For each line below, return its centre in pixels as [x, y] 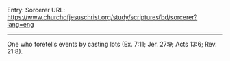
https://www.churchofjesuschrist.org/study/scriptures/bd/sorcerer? [102, 17]
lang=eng [21, 24]
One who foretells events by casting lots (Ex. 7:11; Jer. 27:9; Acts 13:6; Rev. [112, 44]
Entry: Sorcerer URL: [36, 10]
